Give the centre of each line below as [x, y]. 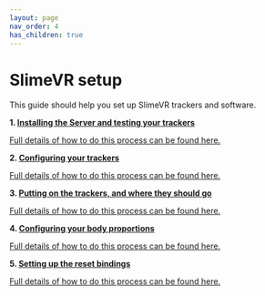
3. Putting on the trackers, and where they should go [111, 193]
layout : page [34, 18]
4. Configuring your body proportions [82, 229]
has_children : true [46, 35]
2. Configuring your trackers [65, 158]
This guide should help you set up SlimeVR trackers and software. [133, 105]
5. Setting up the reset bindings [70, 264]
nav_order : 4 [34, 26]
